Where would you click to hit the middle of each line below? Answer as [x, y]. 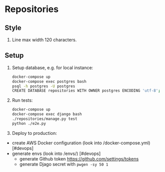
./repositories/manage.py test [45, 119]
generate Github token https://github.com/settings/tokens [79, 158]
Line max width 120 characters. [44, 40]
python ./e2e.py [29, 123]
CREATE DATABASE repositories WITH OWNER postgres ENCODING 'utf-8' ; [86, 91]
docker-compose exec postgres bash [49, 81]
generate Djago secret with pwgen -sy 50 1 [64, 164]
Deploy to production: [34, 133]
